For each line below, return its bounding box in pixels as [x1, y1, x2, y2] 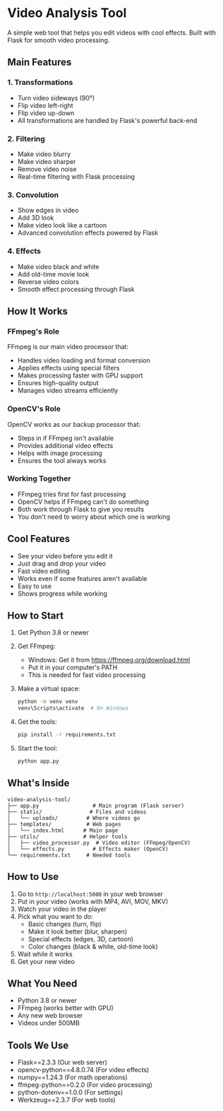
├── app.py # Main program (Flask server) [7, 802, 185, 809]
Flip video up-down [17, 108, 75, 117]
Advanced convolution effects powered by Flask [17, 228, 159, 237]
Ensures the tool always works [17, 456, 107, 464]
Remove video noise [17, 165, 77, 173]
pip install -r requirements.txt [17, 731, 116, 739]
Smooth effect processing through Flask [17, 285, 135, 293]
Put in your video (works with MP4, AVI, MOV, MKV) [17, 897, 168, 905]
